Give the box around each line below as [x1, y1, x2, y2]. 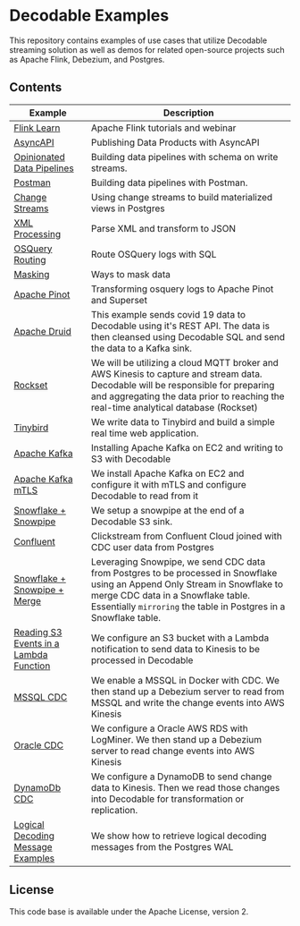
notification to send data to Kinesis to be [90, 642, 261, 655]
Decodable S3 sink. [90, 515, 172, 528]
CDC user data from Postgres [90, 540, 214, 553]
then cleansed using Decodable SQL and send [90, 330, 286, 343]
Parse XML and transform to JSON [90, 222, 237, 234]
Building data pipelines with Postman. [90, 176, 248, 189]
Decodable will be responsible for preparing [90, 378, 275, 391]
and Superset [90, 293, 147, 306]
